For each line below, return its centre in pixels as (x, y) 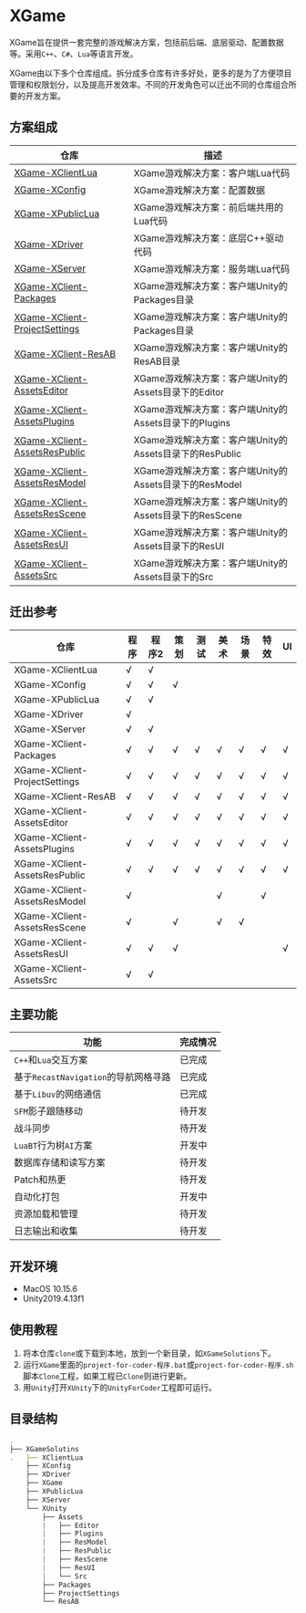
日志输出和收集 (46, 1231)
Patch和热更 (40, 1180)
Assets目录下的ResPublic (188, 453)
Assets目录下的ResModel (188, 484)
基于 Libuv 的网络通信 (58, 1094)
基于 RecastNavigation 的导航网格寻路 (92, 1077)
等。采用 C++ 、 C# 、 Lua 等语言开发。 (74, 53)
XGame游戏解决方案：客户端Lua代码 (212, 172)
